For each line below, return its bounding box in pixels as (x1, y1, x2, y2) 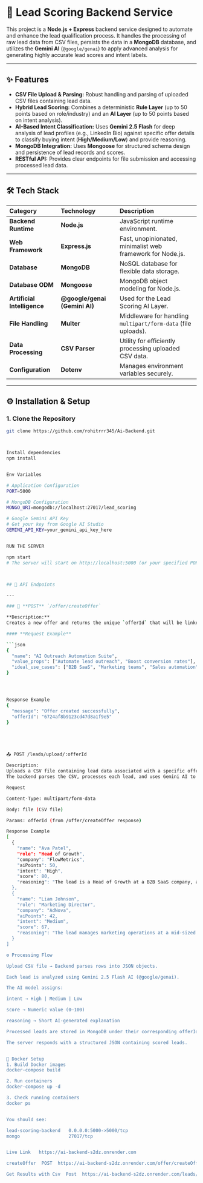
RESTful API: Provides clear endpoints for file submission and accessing (14, 155, 196, 163)
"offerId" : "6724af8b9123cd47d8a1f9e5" (11, 714, 112, 720)
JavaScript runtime (120, 216, 174, 225)
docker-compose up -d (6, 1084, 61, 1090)
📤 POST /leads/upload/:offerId (6, 751, 87, 757)
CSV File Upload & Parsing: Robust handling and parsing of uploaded (14, 90, 188, 98)
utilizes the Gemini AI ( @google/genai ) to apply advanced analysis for (6, 45, 178, 52)
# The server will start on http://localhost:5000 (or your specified (6, 560, 188, 566)
